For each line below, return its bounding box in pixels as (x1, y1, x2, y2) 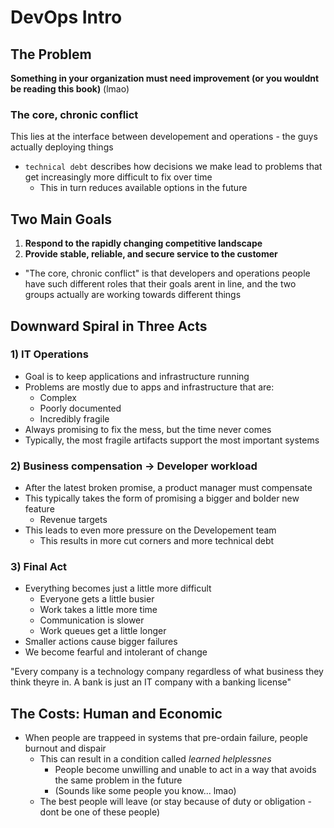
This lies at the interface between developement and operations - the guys (10, 131, 318, 143)
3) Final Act (10, 560, 68, 574)
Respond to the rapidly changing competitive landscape (24, 237, 263, 250)
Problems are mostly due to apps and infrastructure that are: (24, 381, 275, 393)
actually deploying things (10, 141, 114, 153)
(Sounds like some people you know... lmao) (54, 785, 237, 797)
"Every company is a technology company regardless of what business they (10, 666, 324, 678)
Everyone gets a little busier (39, 593, 155, 605)
